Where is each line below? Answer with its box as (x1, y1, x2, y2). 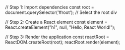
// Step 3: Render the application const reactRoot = (5, 34, 109, 40)
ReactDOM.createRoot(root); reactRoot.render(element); (5, 39, 121, 45)
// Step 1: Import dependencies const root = (5, 4, 94, 10)
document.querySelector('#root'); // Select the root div (5, 9, 118, 15)
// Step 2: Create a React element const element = (5, 19, 108, 25)
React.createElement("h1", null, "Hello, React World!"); (5, 24, 116, 30)
